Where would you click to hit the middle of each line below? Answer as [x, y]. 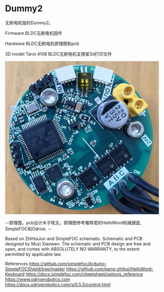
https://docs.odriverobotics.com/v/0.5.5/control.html [58, 284]
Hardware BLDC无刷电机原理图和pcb [42, 43]
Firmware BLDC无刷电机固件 [34, 33]
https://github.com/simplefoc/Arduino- [68, 264]
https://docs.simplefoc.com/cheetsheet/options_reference [84, 274]
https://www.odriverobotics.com [38, 279]
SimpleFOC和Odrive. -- [29, 229]
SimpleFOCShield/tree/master [35, 269]
